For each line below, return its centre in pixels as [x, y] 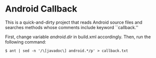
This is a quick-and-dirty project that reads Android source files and [74, 22]
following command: [26, 42]
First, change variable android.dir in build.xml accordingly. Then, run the [78, 37]
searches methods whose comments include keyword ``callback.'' [72, 27]
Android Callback [41, 9]
